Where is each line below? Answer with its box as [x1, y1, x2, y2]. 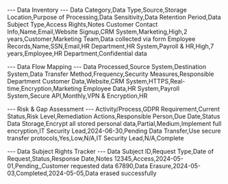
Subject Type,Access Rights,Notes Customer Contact [7, 21, 158, 28]
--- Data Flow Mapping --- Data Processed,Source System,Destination [7, 63, 207, 70]
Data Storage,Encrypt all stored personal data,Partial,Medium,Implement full [7, 120, 222, 127]
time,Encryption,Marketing [7, 85, 82, 92]
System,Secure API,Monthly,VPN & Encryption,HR [7, 92, 148, 100]
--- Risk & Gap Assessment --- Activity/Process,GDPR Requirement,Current [7, 105, 220, 113]
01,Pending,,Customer [7, 162, 70, 170]
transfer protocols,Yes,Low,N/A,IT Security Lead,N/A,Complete [7, 134, 184, 142]
